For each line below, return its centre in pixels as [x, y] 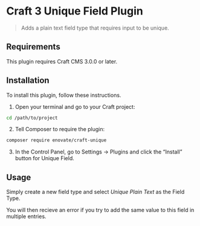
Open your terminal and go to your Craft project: [75, 106]
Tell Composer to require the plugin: [60, 129]
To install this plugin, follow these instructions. [64, 95]
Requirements [33, 47]
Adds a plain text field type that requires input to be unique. [95, 28]
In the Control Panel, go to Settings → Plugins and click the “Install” [98, 152]
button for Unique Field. [44, 158]
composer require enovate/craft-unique [56, 140]
